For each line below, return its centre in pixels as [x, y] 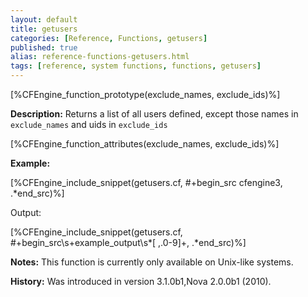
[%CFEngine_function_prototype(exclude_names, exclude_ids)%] [145, 94]
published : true [44, 47]
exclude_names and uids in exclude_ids [89, 124]
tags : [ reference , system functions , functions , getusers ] [136, 66]
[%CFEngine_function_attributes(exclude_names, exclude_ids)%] [145, 144]
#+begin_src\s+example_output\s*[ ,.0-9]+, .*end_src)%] [128, 242]
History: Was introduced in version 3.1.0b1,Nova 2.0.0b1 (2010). [141, 281]
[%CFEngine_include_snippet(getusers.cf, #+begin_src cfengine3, [146, 182]
